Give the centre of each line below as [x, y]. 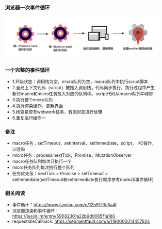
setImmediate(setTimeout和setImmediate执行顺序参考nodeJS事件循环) [83, 180]
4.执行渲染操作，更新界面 [37, 106]
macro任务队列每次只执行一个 [42, 162]
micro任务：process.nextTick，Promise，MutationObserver [72, 155]
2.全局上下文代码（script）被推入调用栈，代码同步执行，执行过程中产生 [83, 87]
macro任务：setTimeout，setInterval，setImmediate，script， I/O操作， [84, 143]
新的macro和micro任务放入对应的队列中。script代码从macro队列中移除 [83, 94]
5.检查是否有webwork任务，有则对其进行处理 [57, 112]
